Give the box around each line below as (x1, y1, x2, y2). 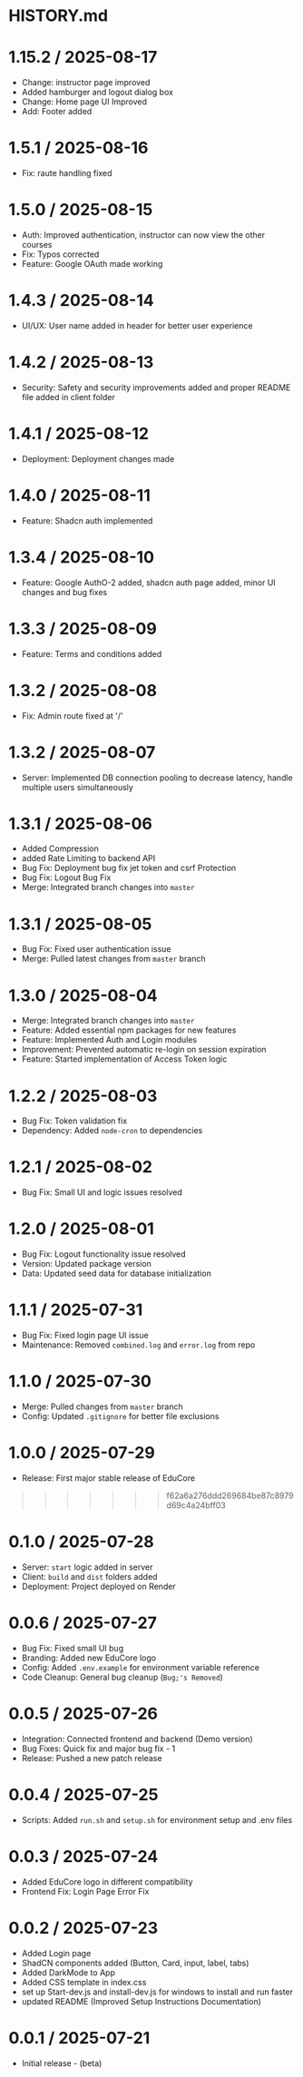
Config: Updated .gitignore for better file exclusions (21, 1411, 220, 1421)
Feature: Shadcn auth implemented (21, 514, 153, 526)
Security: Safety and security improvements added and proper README (21, 382, 291, 393)
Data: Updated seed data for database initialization (21, 1268, 212, 1279)
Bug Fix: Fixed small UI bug (21, 1642, 124, 1653)
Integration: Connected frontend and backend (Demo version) (21, 1733, 253, 1744)
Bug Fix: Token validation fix (21, 1115, 128, 1126)
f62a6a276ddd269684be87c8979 (166, 1490, 294, 1501)
